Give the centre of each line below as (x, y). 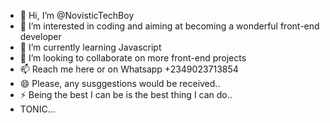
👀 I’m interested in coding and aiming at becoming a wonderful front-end (169, 26)
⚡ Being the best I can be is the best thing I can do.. (126, 94)
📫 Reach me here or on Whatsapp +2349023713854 (129, 69)
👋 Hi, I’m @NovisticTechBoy (77, 15)
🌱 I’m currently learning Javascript (90, 47)
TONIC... (37, 109)
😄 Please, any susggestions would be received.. (120, 83)
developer (40, 36)
